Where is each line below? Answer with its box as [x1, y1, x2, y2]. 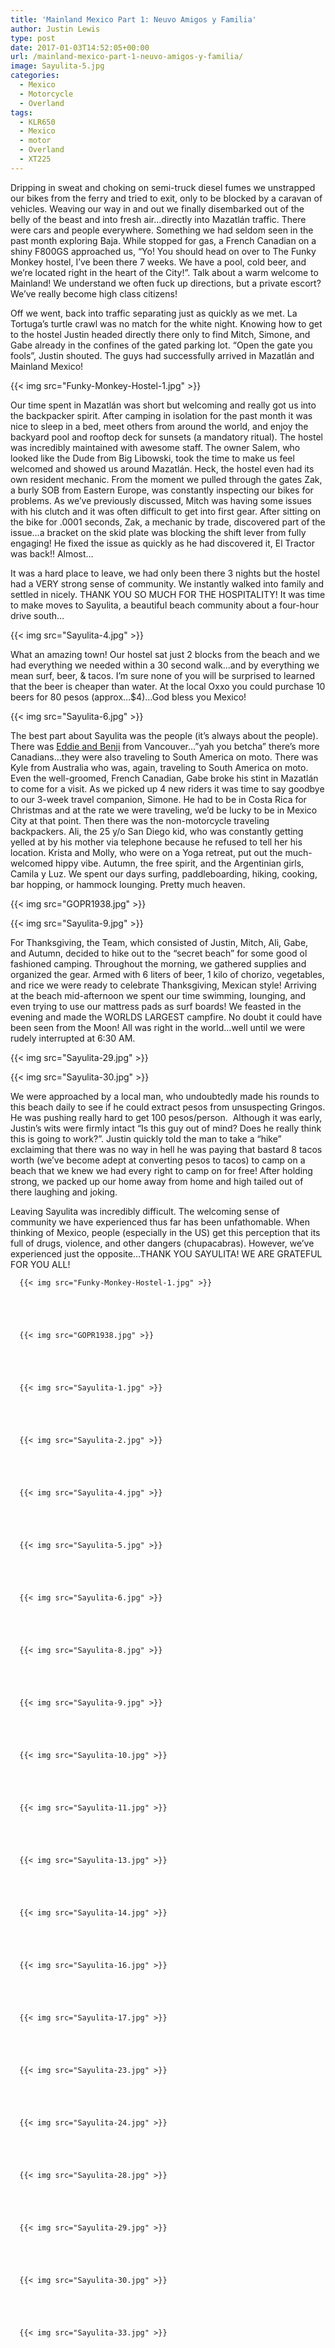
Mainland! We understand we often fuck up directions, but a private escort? [10, 277, 322, 289]
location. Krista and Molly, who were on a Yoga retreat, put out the [10, 846, 283, 858]
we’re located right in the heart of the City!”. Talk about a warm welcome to [10, 266, 319, 278]
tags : [10, 107, 33, 118]
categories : [10, 71, 60, 81]
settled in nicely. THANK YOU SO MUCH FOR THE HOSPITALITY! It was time [10, 588, 326, 600]
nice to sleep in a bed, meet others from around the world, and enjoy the [10, 420, 309, 432]
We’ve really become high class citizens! [10, 287, 178, 300]
